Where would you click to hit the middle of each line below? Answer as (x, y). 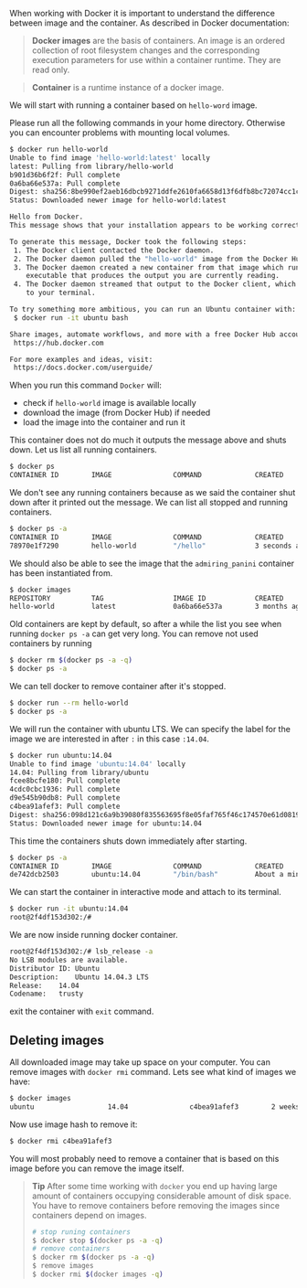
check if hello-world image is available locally (109, 403)
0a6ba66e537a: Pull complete (65, 183)
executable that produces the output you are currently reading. (153, 276)
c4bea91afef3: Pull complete (65, 806)
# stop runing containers (81, 1232)
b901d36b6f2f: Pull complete (65, 175)
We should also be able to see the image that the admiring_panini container (152, 563)
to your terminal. (61, 293)
